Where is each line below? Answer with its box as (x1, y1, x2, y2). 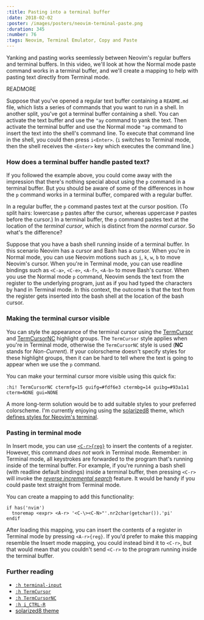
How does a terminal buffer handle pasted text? (6, 157, 150, 166)
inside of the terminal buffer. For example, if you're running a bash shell (6, 461, 186, 469)
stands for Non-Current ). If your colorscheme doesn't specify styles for (6, 347, 186, 355)
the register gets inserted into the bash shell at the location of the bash (6, 292, 185, 300)
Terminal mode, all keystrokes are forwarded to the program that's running (6, 455, 194, 463)
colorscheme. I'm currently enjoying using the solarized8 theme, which (6, 406, 185, 414)
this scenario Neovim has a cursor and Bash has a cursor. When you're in (6, 247, 191, 254)
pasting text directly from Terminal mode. (6, 74, 110, 81)
